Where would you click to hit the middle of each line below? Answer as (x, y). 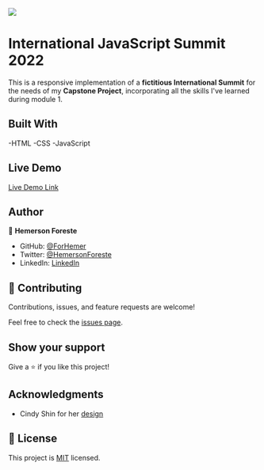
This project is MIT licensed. (54, 457)
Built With (33, 124)
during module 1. (36, 99)
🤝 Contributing (45, 288)
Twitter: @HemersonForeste (66, 255)
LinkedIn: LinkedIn (50, 263)
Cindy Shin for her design (61, 413)
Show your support (57, 347)
